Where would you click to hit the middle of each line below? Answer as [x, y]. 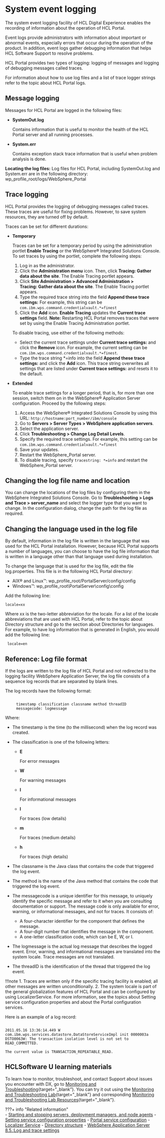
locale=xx [15, 605]
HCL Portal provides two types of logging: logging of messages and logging [82, 63]
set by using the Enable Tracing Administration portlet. [75, 323]
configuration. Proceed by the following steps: [59, 403]
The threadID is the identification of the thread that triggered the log [81, 966]
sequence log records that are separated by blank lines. [62, 681]
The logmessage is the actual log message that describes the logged [82, 946]
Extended [22, 383]
